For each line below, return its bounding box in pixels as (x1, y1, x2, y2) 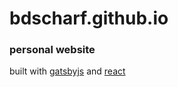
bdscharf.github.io (9, 7, 169, 30)
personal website (9, 43, 96, 57)
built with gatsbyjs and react (9, 65, 126, 77)
